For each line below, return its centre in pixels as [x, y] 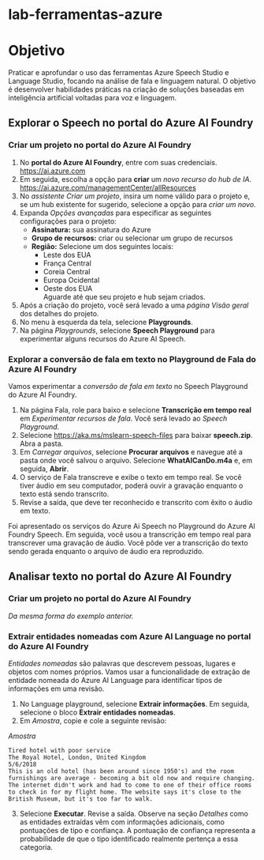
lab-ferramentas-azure [86, 15]
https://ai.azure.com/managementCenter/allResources [108, 187]
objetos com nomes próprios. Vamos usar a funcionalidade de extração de [129, 672]
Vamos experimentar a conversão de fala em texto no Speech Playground [128, 387]
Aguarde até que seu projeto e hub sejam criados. [125, 296]
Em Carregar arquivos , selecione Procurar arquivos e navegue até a [131, 452]
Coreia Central [67, 271]
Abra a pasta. [41, 443]
